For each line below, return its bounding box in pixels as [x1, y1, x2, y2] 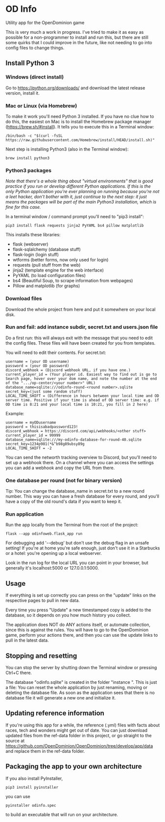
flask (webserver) [12, 241, 48, 247]
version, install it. [5, 90, 40, 96]
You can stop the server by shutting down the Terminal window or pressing [5, 665, 157, 671]
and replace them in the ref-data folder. [5, 748, 85, 754]
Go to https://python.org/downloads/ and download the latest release [5, 85, 145, 91]
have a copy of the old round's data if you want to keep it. [5, 498, 122, 504]
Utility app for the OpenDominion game [5, 20, 85, 25]
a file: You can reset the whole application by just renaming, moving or [5, 685, 147, 691]
